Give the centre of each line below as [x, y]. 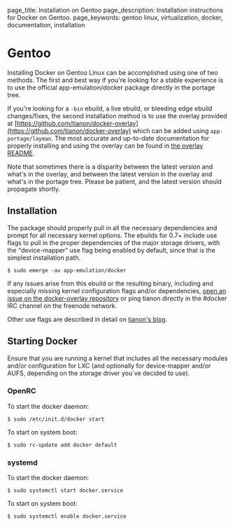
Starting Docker [43, 341]
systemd [22, 463]
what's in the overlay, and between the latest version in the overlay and [110, 174]
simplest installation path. [44, 258]
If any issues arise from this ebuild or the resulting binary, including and [110, 283]
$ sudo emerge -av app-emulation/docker [67, 270]
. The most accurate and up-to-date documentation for [130, 138]
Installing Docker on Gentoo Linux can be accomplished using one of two [113, 72]
